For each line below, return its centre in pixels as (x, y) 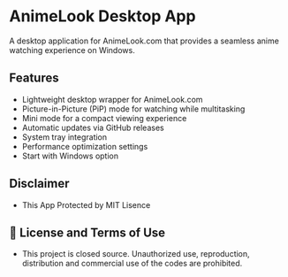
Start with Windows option (70, 156)
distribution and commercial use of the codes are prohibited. (132, 264)
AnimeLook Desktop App (102, 16)
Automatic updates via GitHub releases (93, 127)
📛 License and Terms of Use (87, 232)
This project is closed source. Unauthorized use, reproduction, (136, 254)
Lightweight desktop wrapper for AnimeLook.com (112, 99)
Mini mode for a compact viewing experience (104, 118)
